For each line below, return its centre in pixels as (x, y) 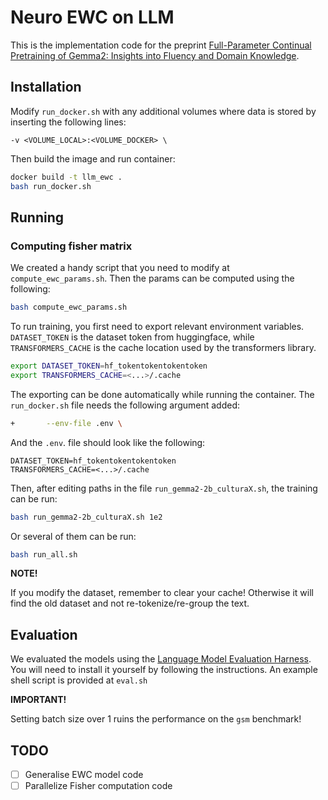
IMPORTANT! (38, 700)
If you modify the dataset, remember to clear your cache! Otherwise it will (162, 593)
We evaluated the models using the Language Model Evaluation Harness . (161, 659)
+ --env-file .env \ (66, 423)
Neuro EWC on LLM (92, 17)
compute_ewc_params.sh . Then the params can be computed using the (152, 278)
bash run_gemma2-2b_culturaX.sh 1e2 (86, 517)
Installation (46, 87)
